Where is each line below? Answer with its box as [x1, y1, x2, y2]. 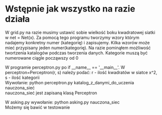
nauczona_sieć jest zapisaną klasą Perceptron [5, 90, 97, 96]
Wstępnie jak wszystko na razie [5, 3, 135, 14]
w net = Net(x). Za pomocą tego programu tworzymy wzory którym [5, 35, 140, 40]
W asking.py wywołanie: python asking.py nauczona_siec [5, 99, 120, 105]
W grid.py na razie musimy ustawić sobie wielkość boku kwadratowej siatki [5, 29, 155, 35]
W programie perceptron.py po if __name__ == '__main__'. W [5, 64, 125, 70]
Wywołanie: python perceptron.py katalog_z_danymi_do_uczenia [5, 79, 134, 85]
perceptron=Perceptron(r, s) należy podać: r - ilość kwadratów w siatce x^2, [5, 69, 158, 75]
